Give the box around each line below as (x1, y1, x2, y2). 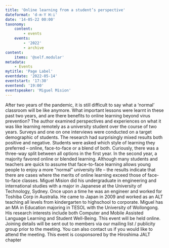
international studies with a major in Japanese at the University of (5, 182, 142, 189)
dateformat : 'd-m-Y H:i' (5, 12, 58, 17)
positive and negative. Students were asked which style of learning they (5, 139, 155, 145)
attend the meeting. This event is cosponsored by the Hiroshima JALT (5, 231, 151, 237)
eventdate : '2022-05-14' (5, 74, 58, 79)
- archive (23, 45, 44, 50)
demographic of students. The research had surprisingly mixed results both (5, 134, 163, 140)
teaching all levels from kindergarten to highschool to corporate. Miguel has (5, 199, 163, 205)
